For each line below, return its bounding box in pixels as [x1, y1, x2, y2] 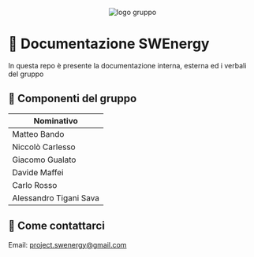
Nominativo [33, 115, 79, 126]
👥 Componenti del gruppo [8, 92, 137, 105]
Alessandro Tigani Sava [12, 193, 100, 204]
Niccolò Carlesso [12, 141, 77, 152]
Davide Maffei [12, 167, 64, 178]
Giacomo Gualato [12, 154, 77, 165]
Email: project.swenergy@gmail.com [8, 240, 127, 249]
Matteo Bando [12, 128, 65, 139]
